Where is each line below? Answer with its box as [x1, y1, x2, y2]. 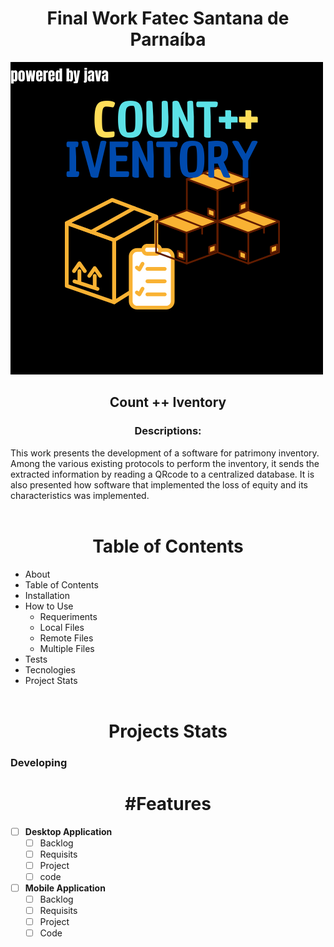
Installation [24, 589, 71, 601]
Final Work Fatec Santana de [46, 7, 290, 30]
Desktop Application [24, 825, 113, 837]
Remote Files [39, 632, 94, 644]
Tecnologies [24, 663, 76, 676]
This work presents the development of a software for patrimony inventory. [10, 447, 320, 459]
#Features [124, 792, 212, 815]
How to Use [24, 600, 74, 612]
